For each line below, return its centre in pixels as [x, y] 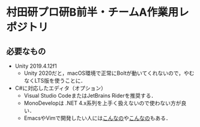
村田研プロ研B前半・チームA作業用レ [98, 12]
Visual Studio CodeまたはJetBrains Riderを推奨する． [90, 96]
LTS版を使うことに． [60, 81]
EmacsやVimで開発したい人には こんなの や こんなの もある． [97, 118]
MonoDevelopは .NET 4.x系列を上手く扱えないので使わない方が [102, 103]
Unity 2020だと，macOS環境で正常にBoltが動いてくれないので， [104, 73]
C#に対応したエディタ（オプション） [60, 88]
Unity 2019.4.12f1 [36, 66]
